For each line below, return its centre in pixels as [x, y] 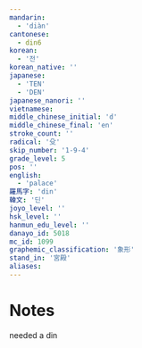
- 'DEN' [32, 92]
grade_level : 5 [38, 158]
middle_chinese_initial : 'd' [63, 117]
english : [25, 175]
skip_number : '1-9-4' [50, 150]
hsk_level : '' [36, 216]
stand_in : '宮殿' [40, 258]
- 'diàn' [33, 26]
